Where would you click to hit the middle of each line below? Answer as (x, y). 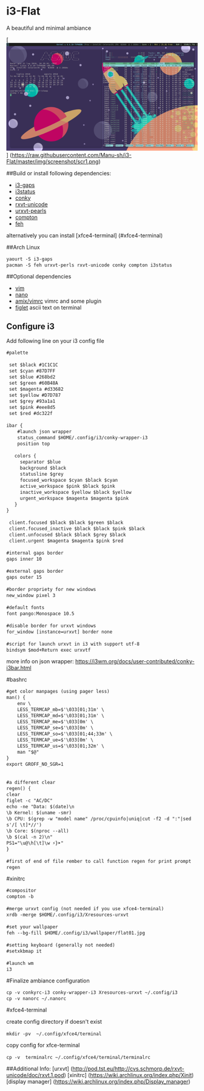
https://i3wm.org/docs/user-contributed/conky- (135, 661)
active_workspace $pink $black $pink (67, 487)
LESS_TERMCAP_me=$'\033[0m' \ (56, 722)
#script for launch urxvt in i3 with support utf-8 (73, 644)
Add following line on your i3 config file (55, 341)
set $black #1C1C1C (34, 365)
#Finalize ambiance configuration (48, 981)
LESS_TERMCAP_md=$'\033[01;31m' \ (61, 716)
